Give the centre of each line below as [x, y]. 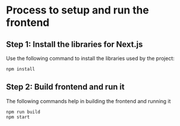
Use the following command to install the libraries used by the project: [90, 58]
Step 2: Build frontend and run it [65, 87]
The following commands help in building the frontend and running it [89, 101]
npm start [18, 117]
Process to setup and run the [77, 10]
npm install [20, 69]
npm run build [23, 112]
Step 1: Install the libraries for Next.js [75, 44]
